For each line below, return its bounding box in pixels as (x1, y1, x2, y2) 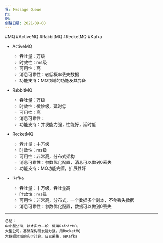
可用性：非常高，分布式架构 (19, 153, 75, 159)
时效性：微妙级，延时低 (19, 103, 66, 109)
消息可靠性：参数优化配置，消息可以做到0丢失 (19, 160, 112, 165)
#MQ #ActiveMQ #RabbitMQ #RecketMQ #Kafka (5, 34, 102, 40)
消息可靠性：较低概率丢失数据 (19, 71, 79, 78)
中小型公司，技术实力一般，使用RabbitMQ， (5, 224, 81, 228)
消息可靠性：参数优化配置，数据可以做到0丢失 (19, 203, 112, 209)
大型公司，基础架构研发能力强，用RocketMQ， (5, 229, 84, 234)
